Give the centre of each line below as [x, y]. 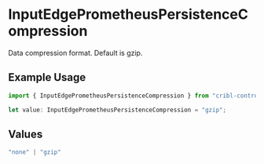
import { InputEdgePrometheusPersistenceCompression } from [109, 96]
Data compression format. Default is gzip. [75, 53]
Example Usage [47, 77]
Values [26, 134]
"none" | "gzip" [35, 152]
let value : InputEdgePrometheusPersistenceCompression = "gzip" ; [117, 110]
